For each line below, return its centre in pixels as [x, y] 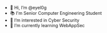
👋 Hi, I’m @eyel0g [28, 8]
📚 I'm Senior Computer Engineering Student [56, 13]
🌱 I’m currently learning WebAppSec [47, 25]
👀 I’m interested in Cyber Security [44, 20]
